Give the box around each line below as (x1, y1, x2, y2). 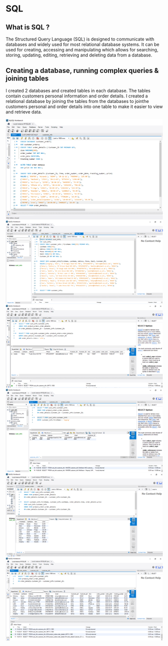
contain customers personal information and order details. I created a (5, 93, 148, 99)
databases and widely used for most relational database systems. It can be (5, 41, 160, 47)
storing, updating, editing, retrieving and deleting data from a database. (5, 52, 153, 58)
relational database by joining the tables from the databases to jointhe (5, 98, 149, 104)
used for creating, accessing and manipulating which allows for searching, (5, 47, 159, 52)
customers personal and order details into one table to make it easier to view (5, 103, 163, 109)
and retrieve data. (5, 108, 42, 115)
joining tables (5, 74, 49, 83)
